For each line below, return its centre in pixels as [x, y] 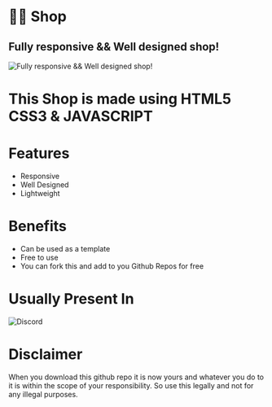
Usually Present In [71, 299]
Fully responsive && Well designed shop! [114, 47]
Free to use [39, 258]
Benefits [38, 226]
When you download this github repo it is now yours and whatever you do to [136, 377]
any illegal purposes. [44, 394]
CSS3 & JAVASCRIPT [81, 116]
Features [39, 153]
